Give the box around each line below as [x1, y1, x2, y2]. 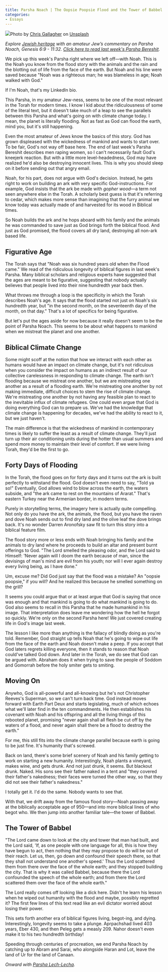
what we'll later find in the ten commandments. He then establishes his [5, 706, 151, 712]
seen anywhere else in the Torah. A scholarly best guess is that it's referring [5, 191, 162, 197]
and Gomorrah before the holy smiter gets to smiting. [5, 662, 115, 668]
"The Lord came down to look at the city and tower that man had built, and [5, 837, 159, 843]
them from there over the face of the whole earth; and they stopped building [5, 864, 163, 870]
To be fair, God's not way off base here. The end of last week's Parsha [5, 144, 151, 150]
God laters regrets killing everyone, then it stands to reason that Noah [5, 646, 149, 652]
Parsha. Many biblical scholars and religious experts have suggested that [5, 272, 156, 278]
